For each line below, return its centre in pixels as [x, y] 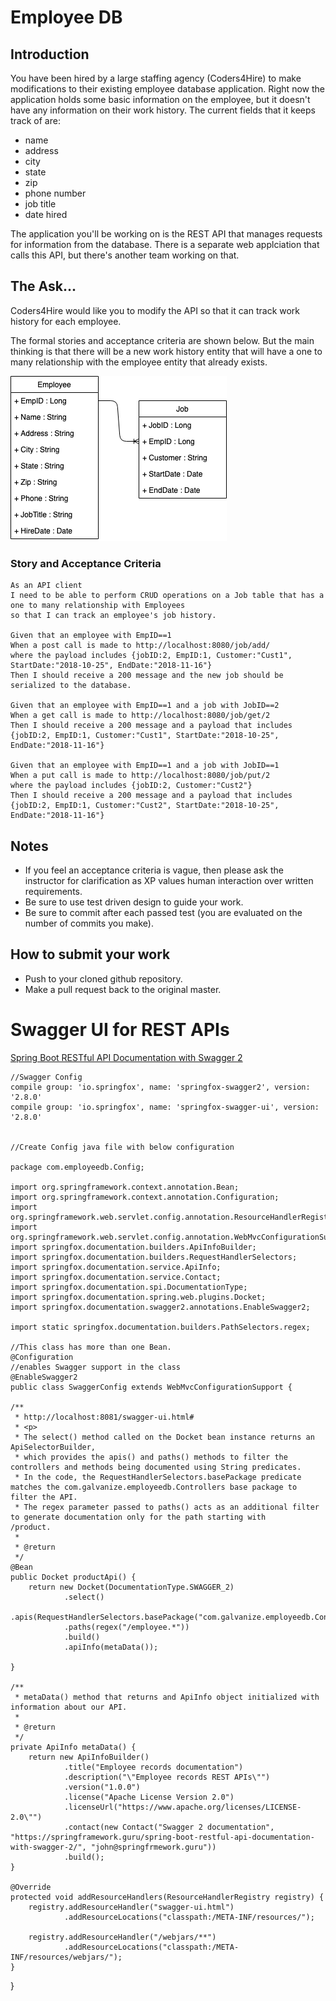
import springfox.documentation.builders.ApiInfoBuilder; [133, 1247]
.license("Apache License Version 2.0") [149, 1797]
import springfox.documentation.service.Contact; [116, 1277]
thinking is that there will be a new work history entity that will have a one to [166, 351]
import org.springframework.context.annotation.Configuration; [145, 1197]
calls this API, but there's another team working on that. [125, 255]
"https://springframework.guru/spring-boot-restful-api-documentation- [162, 1837]
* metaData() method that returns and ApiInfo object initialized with [167, 1697]
